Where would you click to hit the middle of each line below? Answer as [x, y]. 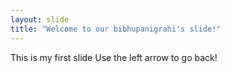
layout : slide [40, 19]
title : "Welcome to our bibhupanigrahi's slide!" [116, 29]
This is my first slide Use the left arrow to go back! [114, 57]
